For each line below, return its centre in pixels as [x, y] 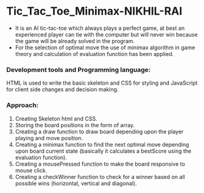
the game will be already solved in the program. [75, 41]
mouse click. [31, 170]
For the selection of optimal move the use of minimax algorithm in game [105, 47]
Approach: [23, 105]
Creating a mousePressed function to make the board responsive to [100, 164]
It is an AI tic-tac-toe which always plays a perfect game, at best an [100, 28]
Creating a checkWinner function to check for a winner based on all [100, 177]
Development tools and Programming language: [79, 69]
